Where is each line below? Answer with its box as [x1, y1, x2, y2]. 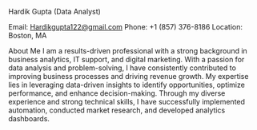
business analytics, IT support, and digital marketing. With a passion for [8, 55, 245, 64]
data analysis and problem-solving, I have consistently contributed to [8, 63, 236, 73]
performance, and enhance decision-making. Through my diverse [8, 89, 226, 98]
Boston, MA [8, 31, 47, 40]
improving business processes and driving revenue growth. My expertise [8, 72, 249, 81]
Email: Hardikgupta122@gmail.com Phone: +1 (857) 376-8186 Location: [8, 22, 243, 31]
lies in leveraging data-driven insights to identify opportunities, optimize [8, 80, 246, 89]
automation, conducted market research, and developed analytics [8, 105, 226, 115]
